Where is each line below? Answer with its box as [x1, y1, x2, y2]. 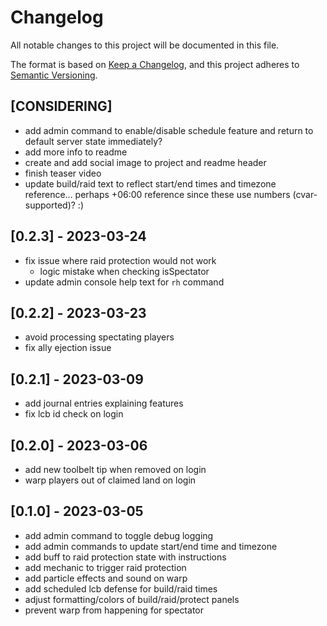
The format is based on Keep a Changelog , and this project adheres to [10, 58, 300, 70]
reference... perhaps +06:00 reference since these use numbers [24, 188, 291, 200]
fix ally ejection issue [24, 342, 112, 354]
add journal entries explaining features [24, 397, 184, 410]
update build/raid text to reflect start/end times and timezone [24, 177, 277, 190]
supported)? [24, 199, 76, 211]
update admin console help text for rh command [24, 276, 225, 288]
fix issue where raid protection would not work [24, 254, 217, 266]
